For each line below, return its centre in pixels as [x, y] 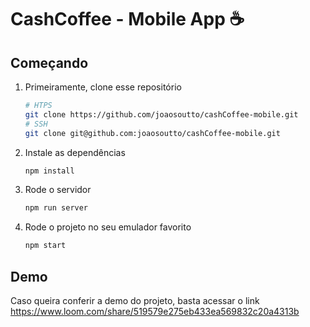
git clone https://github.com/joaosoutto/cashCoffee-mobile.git [161, 114]
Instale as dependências [75, 152]
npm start [45, 246]
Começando [49, 62]
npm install [49, 171]
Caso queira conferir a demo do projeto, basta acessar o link [135, 300]
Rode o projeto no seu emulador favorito [108, 227]
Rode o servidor [58, 190]
